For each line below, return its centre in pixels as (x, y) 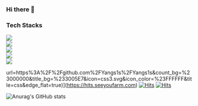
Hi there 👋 (21, 9)
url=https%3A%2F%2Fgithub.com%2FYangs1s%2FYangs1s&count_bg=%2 (98, 72)
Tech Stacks (24, 25)
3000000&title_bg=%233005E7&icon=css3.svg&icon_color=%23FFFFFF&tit (99, 79)
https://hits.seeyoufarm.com (101, 85)
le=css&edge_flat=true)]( (37, 85)
